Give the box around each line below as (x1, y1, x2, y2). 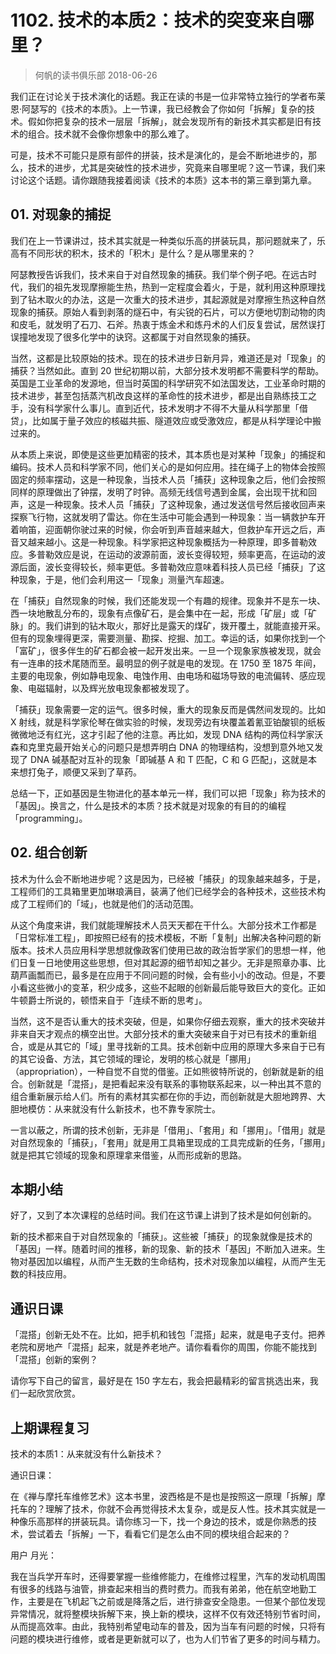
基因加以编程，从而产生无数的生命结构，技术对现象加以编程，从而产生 (27, 1256, 317, 1268)
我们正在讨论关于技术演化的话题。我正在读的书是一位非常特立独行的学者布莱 (10, 90, 326, 102)
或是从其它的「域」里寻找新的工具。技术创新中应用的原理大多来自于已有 (27, 1040, 326, 1052)
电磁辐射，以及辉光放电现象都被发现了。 (27, 682, 195, 694)
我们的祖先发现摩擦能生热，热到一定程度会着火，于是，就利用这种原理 (27, 281, 317, 293)
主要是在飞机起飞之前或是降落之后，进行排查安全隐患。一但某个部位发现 (27, 1596, 326, 1607)
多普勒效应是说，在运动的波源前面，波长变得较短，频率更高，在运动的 (27, 548, 317, 560)
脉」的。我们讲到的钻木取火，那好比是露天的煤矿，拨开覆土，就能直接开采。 (10, 619, 326, 631)
